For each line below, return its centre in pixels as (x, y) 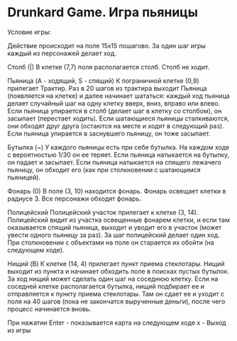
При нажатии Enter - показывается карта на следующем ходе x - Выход (117, 323)
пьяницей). (24, 177)
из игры (19, 330)
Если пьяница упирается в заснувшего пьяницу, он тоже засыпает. (109, 133)
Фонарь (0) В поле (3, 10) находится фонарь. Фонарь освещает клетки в (117, 191)
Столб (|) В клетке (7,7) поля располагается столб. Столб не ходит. (109, 67)
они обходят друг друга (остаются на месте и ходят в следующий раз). (116, 125)
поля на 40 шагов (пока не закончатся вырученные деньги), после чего (116, 301)
